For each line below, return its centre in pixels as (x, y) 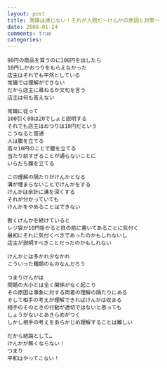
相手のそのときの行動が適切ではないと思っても (65, 308)
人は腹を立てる (26, 141)
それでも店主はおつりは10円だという (52, 126)
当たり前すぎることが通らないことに (52, 156)
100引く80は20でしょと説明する (47, 119)
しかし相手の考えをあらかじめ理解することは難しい (70, 323)
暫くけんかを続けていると (39, 221)
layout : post (26, 14)
